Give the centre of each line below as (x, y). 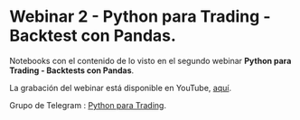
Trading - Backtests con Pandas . (72, 70)
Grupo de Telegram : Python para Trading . (88, 105)
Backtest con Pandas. (93, 36)
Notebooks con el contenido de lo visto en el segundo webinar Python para (150, 60)
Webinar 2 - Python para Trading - (140, 17)
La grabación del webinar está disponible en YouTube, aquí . (121, 88)
